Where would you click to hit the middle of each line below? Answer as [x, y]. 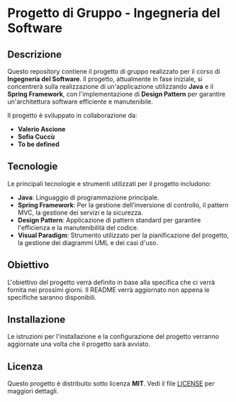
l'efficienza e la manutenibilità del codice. [78, 227]
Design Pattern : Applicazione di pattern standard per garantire [109, 220]
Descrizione [35, 54]
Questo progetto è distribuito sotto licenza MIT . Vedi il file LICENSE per [111, 384]
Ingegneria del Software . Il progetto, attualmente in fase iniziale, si [105, 79]
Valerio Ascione [41, 129]
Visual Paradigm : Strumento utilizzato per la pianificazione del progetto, [123, 235]
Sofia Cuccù [36, 137]
